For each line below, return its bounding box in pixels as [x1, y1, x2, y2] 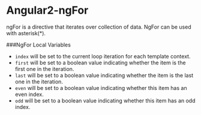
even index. [14, 91, 44, 98]
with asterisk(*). [6, 29, 46, 36]
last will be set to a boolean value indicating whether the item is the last [14, 72, 194, 79]
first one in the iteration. [14, 65, 74, 72]
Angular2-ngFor [6, 4, 89, 17]
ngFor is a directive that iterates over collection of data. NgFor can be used [6, 23, 191, 30]
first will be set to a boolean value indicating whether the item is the [14, 59, 186, 66]
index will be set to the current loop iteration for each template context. [14, 52, 191, 60]
